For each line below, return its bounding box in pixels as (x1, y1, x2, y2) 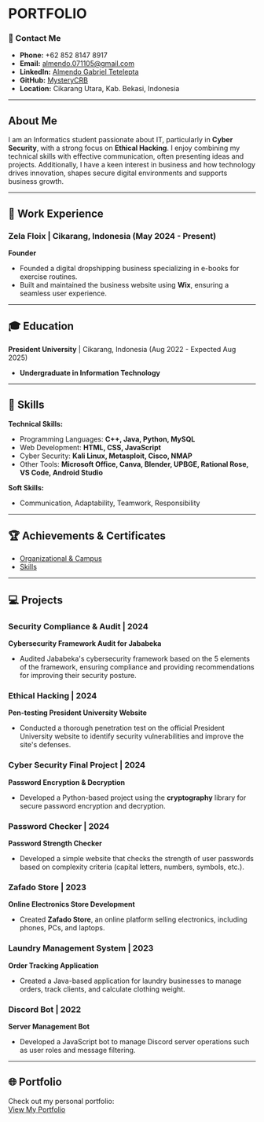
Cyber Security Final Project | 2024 (8, 760, 146, 771)
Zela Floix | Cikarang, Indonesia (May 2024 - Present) (8, 230, 217, 241)
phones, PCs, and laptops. (19, 923, 105, 933)
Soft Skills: (8, 482, 45, 492)
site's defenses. (19, 740, 71, 750)
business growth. (8, 177, 64, 186)
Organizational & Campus (19, 554, 102, 563)
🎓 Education (8, 320, 75, 333)
